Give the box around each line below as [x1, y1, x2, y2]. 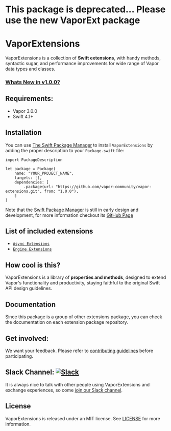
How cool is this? [5, 260, 61, 270]
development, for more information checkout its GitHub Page [5, 212, 134, 218]
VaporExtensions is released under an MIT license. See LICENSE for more [5, 415, 161, 421]
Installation [5, 128, 42, 137]
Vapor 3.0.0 [12, 108, 37, 114]
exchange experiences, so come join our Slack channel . [5, 387, 123, 393]
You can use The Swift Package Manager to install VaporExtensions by [5, 142, 153, 148]
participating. [5, 353, 33, 359]
